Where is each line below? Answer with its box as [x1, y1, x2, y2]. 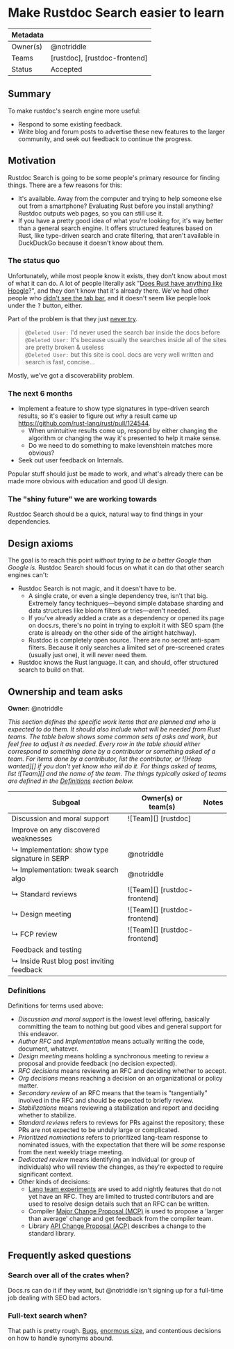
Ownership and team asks [8, 686, 124, 697]
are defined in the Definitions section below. [8, 777, 134, 785]
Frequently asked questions [8, 1250, 131, 1261]
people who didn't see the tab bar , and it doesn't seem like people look [8, 293, 211, 302]
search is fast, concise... [24, 357, 95, 366]
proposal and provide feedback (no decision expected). [17, 1059, 178, 1068]
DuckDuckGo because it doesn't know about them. [17, 239, 165, 247]
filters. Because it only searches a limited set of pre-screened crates [28, 643, 225, 652]
